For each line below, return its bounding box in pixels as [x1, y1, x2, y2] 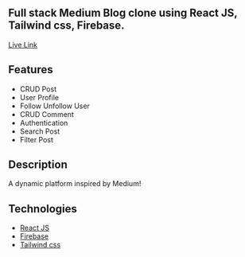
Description [8, 158, 68, 172]
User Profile [19, 92, 60, 102]
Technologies [8, 202, 78, 216]
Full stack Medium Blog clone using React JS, [8, 6, 238, 20]
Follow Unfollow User [19, 101, 90, 111]
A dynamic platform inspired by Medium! [8, 179, 142, 189]
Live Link [8, 40, 38, 49]
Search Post [19, 127, 60, 136]
